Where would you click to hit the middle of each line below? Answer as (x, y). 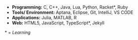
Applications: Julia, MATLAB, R (44, 18)
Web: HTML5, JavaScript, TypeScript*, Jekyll (58, 23)
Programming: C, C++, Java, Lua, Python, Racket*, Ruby (70, 7)
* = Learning (18, 32)
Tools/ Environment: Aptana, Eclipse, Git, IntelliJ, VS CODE (72, 12)
